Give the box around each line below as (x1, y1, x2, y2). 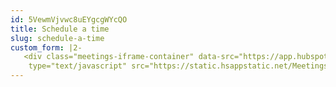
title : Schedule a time (10, 24, 110, 34)
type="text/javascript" (28, 61, 128, 71)
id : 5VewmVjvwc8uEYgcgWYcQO (10, 14, 128, 25)
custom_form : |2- (10, 42, 83, 53)
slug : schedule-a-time (10, 33, 105, 43)
